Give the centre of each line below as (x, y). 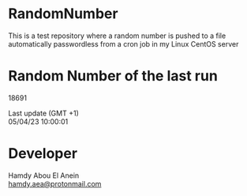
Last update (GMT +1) (43, 113)
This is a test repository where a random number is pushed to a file (117, 36)
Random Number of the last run (113, 76)
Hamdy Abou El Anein (44, 175)
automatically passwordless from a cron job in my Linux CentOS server (123, 43)
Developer (43, 154)
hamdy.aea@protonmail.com (55, 183)
